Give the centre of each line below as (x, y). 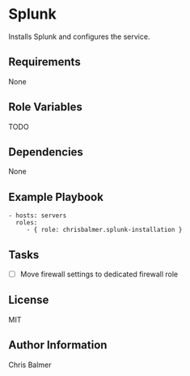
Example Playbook (56, 197)
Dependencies (46, 152)
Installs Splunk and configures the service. (79, 36)
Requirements (44, 62)
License (29, 300)
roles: (27, 223)
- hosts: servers (38, 216)
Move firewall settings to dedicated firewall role (99, 274)
